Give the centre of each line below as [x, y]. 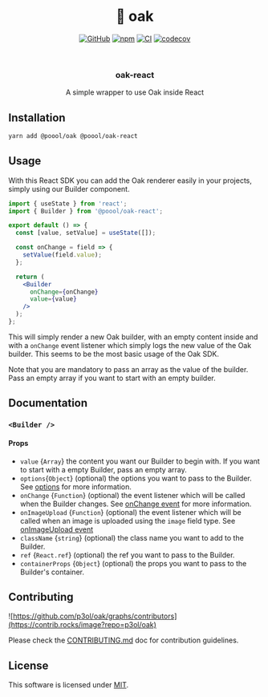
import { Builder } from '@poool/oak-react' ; [85, 211]
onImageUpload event [57, 529]
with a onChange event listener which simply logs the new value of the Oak [130, 345]
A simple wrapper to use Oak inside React [135, 92]
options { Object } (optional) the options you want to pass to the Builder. [136, 478]
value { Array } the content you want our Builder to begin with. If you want [140, 461]
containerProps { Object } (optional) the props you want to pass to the [133, 563]
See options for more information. [76, 486]
